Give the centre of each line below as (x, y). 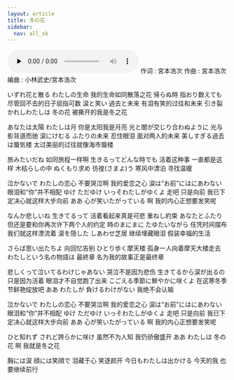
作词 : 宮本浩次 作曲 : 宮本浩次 (183, 71)
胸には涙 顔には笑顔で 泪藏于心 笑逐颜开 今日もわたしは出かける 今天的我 (113, 361)
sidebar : (20, 27)
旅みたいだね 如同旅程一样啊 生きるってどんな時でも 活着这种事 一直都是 (112, 159)
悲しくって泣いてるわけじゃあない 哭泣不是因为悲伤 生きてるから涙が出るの (116, 272)
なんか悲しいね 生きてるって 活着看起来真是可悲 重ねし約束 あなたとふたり (115, 216)
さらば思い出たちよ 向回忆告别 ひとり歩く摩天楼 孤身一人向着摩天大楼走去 (114, 248)
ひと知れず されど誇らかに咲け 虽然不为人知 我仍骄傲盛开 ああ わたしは (110, 337)
